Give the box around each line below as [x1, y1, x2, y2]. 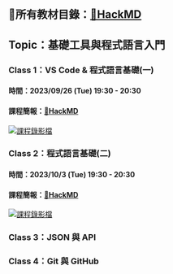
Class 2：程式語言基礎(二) [8, 148, 111, 159]
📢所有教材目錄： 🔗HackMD [8, 7, 142, 22]
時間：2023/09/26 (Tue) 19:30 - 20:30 [8, 86, 141, 96]
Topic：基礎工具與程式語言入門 [8, 37, 166, 51]
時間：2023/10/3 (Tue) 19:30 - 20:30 [8, 170, 136, 180]
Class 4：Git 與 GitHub [8, 255, 99, 267]
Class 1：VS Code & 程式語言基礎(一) [8, 64, 154, 76]
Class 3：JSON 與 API [8, 232, 97, 243]
